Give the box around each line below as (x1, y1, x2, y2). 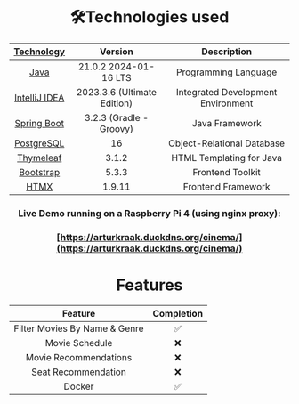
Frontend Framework (182, 180, 271, 192)
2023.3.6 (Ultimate (76, 85, 158, 98)
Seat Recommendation (30, 366, 126, 378)
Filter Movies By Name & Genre (13, 322, 144, 335)
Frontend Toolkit (192, 166, 261, 178)
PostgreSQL (14, 137, 65, 149)
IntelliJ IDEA (14, 91, 65, 103)
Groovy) (99, 122, 134, 134)
